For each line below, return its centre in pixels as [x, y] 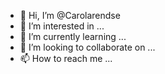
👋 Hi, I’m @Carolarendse [70, 15]
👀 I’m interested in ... [62, 26]
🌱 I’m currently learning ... [73, 36]
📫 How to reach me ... [66, 58]
